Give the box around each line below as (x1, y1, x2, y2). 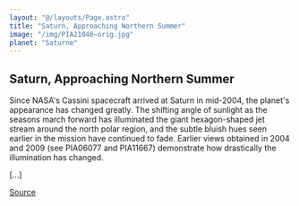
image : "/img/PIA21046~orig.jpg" (9, 30, 134, 39)
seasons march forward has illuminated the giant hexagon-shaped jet (9, 114, 266, 125)
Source (9, 187, 36, 198)
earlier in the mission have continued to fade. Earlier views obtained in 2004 (9, 133, 291, 144)
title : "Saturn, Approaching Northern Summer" (9, 21, 186, 30)
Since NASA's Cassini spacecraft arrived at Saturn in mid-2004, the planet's (9, 95, 290, 106)
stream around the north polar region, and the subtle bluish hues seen (9, 124, 268, 134)
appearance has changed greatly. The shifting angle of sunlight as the (9, 105, 268, 116)
